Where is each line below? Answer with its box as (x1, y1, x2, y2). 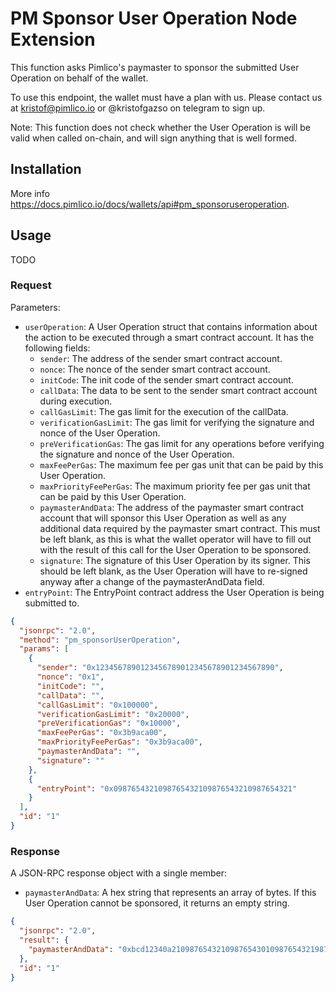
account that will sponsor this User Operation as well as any (39, 512, 287, 524)
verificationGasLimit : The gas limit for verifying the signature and (39, 416, 315, 428)
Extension (10, 28, 96, 51)
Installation (10, 161, 82, 178)
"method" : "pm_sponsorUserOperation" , (19, 635, 182, 645)
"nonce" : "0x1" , (36, 672, 105, 682)
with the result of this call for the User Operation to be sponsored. (39, 543, 312, 556)
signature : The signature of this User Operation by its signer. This (39, 554, 311, 566)
